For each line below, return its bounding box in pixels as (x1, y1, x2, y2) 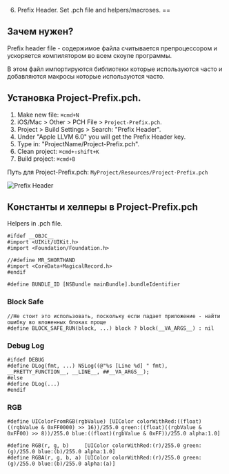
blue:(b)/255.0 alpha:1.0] (37, 448, 116, 455)
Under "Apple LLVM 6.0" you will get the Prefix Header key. (17, 132, 186, 141)
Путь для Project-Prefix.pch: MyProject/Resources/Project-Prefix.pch (7, 168, 208, 176)
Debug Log (7, 341, 45, 350)
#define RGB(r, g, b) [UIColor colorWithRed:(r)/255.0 (7, 442, 181, 449)
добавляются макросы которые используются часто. (7, 72, 166, 80)
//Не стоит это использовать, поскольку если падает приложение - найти (7, 313, 221, 319)
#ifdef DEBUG (7, 357, 45, 364)
